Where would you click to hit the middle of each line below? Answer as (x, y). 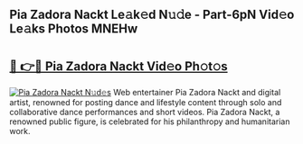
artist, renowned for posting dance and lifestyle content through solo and (146, 102)
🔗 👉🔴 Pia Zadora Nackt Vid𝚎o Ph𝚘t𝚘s (118, 66)
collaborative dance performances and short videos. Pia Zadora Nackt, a (145, 112)
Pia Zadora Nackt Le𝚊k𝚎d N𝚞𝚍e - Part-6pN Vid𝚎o (152, 15)
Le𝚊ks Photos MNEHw (74, 29)
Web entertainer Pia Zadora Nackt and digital (197, 92)
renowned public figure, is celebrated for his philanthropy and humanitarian (150, 121)
